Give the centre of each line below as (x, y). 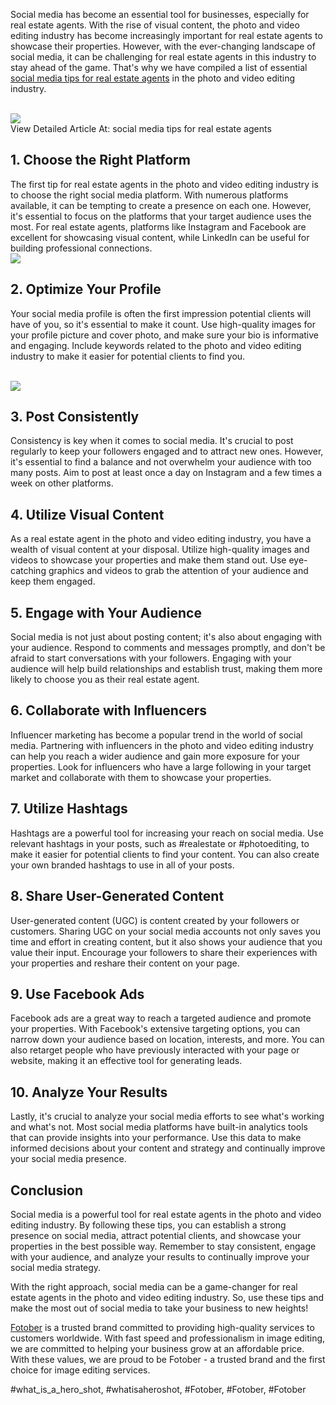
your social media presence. (68, 1159)
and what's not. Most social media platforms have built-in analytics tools (159, 1127)
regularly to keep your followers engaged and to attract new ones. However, (167, 451)
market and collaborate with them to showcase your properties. (141, 777)
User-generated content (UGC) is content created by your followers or (155, 920)
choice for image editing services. (80, 1370)
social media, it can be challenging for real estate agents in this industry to (163, 57)
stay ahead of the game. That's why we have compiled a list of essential (159, 67)
